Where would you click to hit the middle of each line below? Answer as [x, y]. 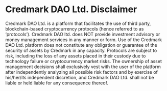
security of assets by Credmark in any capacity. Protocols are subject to [81, 50]
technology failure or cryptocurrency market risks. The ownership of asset [83, 61]
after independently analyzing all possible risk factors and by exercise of [82, 72]
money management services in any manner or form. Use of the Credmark [84, 40]
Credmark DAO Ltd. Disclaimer [71, 9]
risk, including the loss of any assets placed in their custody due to [76, 56]
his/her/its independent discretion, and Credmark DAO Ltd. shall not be [80, 77]
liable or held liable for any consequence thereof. [57, 83]
